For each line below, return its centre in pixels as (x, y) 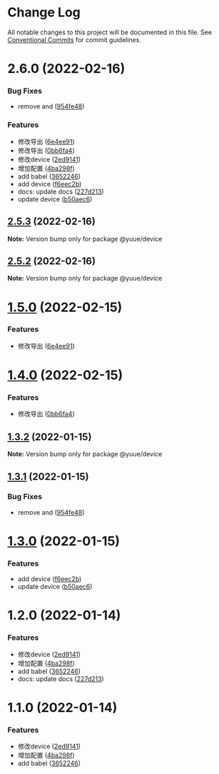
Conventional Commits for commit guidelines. (74, 39)
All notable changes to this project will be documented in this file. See (110, 32)
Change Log (44, 12)
